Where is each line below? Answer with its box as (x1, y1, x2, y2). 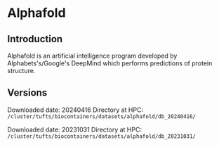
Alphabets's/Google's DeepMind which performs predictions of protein (7, 59, 213, 68)
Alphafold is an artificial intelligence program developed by (7, 51, 178, 60)
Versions (7, 87, 48, 99)
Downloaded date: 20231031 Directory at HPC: (7, 125, 142, 134)
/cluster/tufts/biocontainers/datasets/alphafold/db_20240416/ (7, 113, 197, 120)
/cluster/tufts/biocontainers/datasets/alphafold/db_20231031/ (7, 132, 197, 140)
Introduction (7, 33, 63, 45)
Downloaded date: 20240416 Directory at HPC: (7, 106, 144, 114)
